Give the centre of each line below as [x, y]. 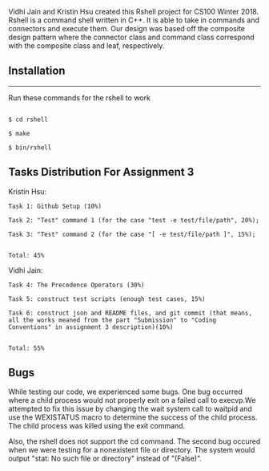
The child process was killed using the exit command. [97, 426]
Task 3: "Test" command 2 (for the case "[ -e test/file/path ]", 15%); [132, 234]
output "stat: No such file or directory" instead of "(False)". [105, 459]
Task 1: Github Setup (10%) [55, 206]
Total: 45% [26, 255]
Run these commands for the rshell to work [79, 97]
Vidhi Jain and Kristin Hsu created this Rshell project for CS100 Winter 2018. [134, 12]
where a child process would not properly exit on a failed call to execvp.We [132, 400]
